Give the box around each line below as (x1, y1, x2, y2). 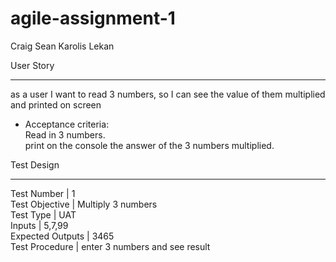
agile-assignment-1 (10, 7, 176, 30)
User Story (10, 59, 55, 71)
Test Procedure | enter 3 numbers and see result (10, 240, 211, 252)
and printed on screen (10, 98, 102, 111)
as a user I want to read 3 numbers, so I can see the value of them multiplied (10, 88, 326, 100)
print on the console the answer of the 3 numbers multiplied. (24, 139, 275, 151)
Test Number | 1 (10, 187, 76, 199)
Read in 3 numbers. (24, 128, 106, 141)
